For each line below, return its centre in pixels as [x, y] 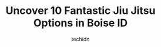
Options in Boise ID [80, 23]
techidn [80, 39]
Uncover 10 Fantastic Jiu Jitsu [80, 11]
